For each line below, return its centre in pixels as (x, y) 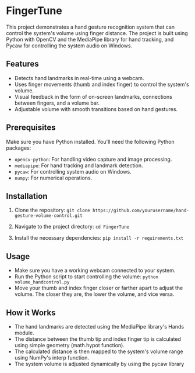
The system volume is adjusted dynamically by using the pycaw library (99, 364)
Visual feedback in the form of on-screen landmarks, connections (93, 96)
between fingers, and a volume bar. (57, 103)
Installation (27, 196)
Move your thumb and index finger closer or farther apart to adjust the (99, 288)
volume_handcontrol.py (42, 282)
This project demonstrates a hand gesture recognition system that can (91, 27)
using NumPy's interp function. (52, 358)
